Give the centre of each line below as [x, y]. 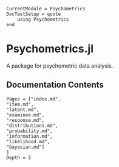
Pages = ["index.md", [34, 99]
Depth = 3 [19, 158]
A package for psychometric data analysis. [60, 66]
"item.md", [20, 104]
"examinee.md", [25, 115]
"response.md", [25, 120]
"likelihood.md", [28, 141]
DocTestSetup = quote [34, 14]
